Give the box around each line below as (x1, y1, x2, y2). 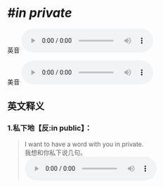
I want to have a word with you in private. (24, 140, 144, 148)
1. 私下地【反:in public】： (7, 123, 93, 133)
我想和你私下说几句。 (24, 148, 86, 157)
